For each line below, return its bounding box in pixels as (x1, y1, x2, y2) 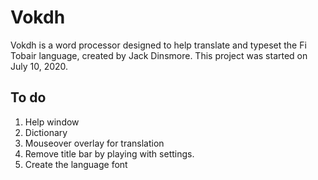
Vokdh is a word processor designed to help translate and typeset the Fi (10, 39, 307, 51)
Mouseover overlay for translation (24, 137, 165, 149)
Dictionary (24, 126, 68, 138)
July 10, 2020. (10, 60, 69, 72)
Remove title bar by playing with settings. (24, 147, 195, 160)
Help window (24, 116, 80, 128)
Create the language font (24, 158, 128, 170)
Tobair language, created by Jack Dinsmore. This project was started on (10, 49, 308, 61)
